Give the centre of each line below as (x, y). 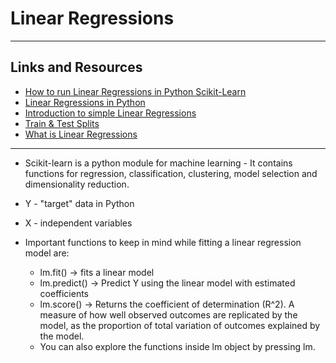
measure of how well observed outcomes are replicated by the (168, 314)
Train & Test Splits (62, 123)
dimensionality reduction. (77, 184)
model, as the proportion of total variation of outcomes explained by (180, 325)
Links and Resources (76, 67)
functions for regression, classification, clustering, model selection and (171, 173)
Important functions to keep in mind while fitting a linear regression (163, 242)
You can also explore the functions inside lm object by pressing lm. (177, 346)
